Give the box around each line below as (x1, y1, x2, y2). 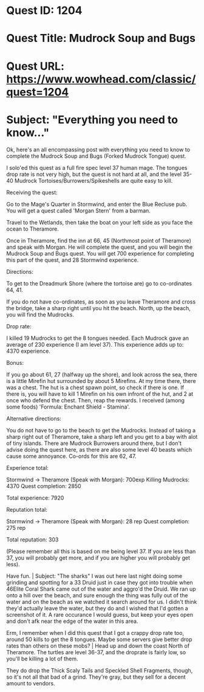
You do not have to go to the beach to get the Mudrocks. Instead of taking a (6, 426, 196, 434)
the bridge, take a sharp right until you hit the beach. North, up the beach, (6, 304, 191, 311)
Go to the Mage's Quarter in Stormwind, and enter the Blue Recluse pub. (6, 200, 188, 208)
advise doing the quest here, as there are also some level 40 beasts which (6, 446, 192, 453)
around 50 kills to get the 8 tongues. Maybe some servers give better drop (6, 636, 192, 643)
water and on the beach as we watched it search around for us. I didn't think (6, 598, 197, 605)
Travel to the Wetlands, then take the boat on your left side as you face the (6, 219, 193, 226)
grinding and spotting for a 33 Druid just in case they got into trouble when (6, 578, 193, 586)
